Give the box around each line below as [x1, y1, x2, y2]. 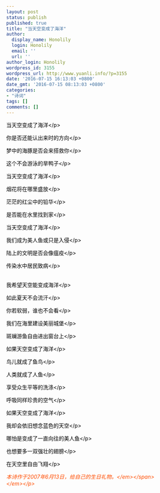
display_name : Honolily [11, 37, 71, 43]
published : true [6, 20, 47, 26]
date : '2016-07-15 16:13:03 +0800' [6, 76, 95, 82]
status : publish [6, 14, 47, 20]
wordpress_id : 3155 [6, 64, 55, 71]
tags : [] [6, 98, 28, 104]
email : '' [11, 48, 36, 54]
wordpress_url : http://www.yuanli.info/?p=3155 [6, 70, 128, 76]
